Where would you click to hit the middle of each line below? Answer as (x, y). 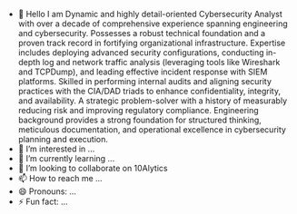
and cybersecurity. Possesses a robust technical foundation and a (142, 33)
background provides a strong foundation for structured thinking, (139, 120)
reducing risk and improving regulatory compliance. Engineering (138, 110)
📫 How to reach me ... (60, 178)
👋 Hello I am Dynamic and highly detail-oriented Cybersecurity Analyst (150, 14)
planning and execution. (63, 139)
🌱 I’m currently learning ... (66, 158)
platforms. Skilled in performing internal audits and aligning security (145, 81)
